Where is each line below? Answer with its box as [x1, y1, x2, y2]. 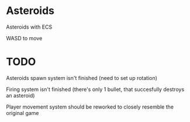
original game [6, 109, 39, 116]
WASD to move [6, 34, 43, 41]
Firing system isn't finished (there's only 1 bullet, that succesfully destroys [6, 86, 185, 93]
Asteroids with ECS [6, 23, 53, 30]
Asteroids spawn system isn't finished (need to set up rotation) [6, 74, 158, 81]
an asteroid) [6, 92, 35, 99]
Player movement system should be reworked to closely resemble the [6, 103, 174, 110]
